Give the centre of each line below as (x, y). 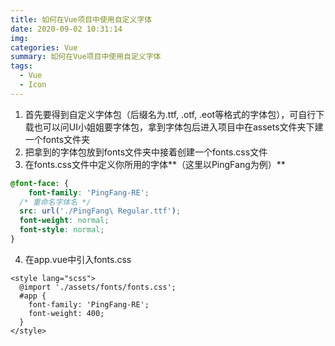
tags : (21, 66)
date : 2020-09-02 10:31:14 (66, 29)
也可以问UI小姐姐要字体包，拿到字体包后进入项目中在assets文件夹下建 (178, 127)
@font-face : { (40, 183)
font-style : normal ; (62, 230)
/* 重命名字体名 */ (55, 202)
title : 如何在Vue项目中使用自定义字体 (81, 19)
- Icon (33, 85)
